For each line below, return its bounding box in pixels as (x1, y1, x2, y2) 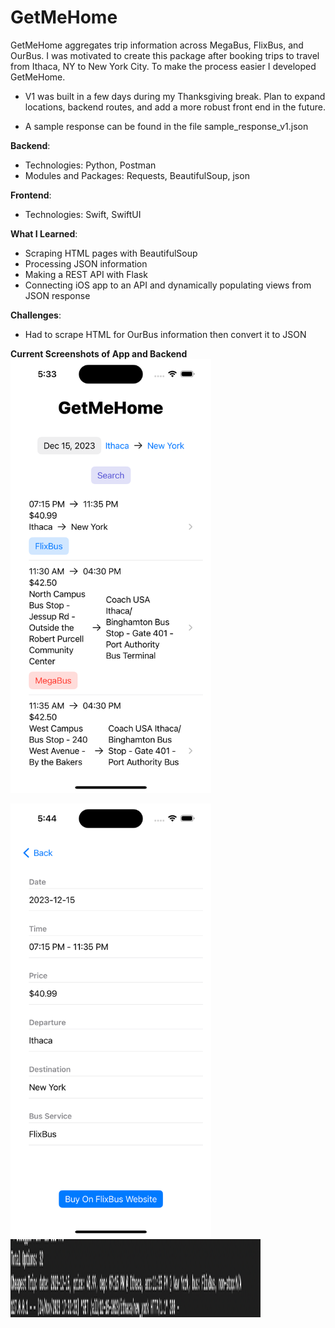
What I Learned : (10, 227, 78, 240)
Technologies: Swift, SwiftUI (24, 208, 142, 220)
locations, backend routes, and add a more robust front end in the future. (24, 101, 326, 113)
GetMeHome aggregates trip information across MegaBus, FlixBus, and (10, 39, 304, 51)
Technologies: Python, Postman (24, 159, 157, 171)
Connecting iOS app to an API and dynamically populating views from (24, 279, 312, 291)
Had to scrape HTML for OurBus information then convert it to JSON (24, 328, 307, 340)
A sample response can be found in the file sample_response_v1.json (24, 120, 309, 132)
